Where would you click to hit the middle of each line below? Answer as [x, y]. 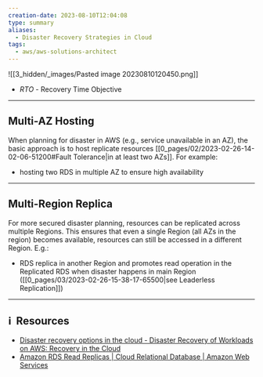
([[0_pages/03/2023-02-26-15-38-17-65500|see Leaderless [117, 280]
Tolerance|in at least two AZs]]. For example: [145, 157]
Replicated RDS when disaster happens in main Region [108, 271]
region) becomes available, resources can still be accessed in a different [125, 239]
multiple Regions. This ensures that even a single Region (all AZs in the [122, 231]
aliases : [22, 30]
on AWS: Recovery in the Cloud [70, 349]
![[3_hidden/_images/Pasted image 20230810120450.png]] [103, 74]
